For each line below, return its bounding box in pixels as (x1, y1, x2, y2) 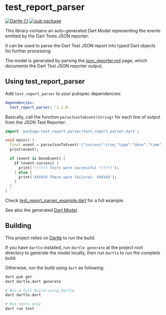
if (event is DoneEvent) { (9, 156, 66, 161)
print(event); (9, 147, 39, 152)
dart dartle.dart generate (5, 279, 61, 284)
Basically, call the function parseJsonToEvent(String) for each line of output (5, 114, 161, 120)
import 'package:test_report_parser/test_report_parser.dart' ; (5, 129, 140, 134)
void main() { (5, 138, 35, 143)
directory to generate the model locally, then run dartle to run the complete (5, 250, 161, 256)
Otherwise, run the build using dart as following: (5, 265, 105, 271)
